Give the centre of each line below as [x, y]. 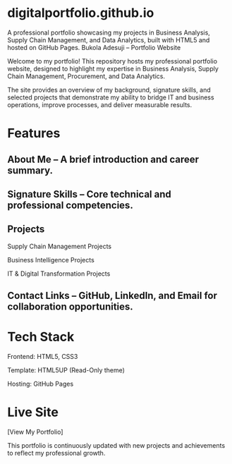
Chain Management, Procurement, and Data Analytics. [86, 76]
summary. [30, 170]
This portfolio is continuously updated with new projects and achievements [116, 445]
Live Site [33, 412]
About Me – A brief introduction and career [103, 159]
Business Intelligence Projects [51, 260]
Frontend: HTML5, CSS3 [43, 357]
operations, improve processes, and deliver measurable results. [100, 104]
